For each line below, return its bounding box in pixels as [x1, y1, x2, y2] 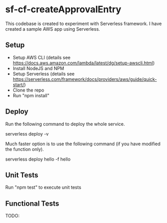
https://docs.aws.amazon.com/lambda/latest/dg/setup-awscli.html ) [12, 60, 155, 66]
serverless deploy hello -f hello [5, 156, 70, 162]
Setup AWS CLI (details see [12, 54, 70, 60]
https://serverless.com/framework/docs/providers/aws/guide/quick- [12, 76, 157, 82]
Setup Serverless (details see [12, 71, 75, 77]
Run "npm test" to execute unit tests [5, 184, 82, 190]
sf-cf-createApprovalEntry [5, 4, 122, 15]
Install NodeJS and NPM [12, 65, 64, 71]
